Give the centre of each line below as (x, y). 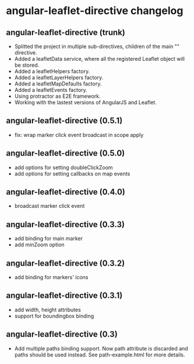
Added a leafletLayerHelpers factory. (59, 78)
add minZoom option (40, 245)
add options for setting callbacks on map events (72, 173)
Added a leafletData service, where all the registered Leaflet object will (100, 59)
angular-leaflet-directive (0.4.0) (66, 192)
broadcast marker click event (50, 206)
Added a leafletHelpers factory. (52, 71)
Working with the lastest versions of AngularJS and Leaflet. (86, 102)
